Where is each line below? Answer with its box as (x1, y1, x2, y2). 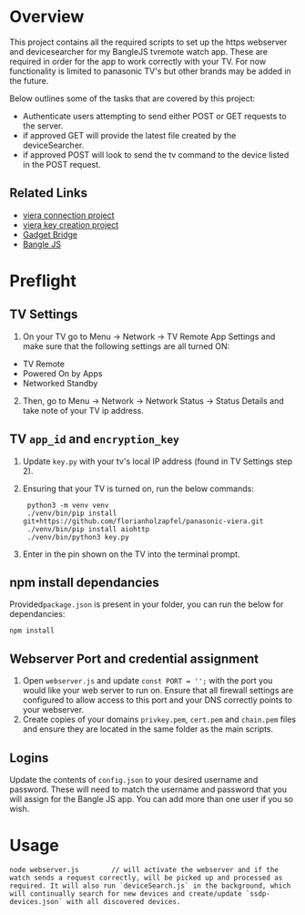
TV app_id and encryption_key (9, 431, 179, 447)
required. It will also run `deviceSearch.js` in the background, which (9, 881, 291, 890)
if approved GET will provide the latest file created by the (22, 129, 237, 140)
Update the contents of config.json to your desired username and (9, 775, 259, 785)
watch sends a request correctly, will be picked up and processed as (9, 873, 283, 882)
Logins (9, 750, 49, 766)
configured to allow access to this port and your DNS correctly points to (22, 694, 293, 705)
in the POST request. (22, 159, 102, 170)
